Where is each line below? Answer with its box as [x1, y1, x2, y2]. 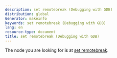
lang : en [5, 25, 23, 30]
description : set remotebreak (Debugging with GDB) [5, 7, 113, 12]
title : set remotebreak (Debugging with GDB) [5, 34, 99, 39]
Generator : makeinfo [5, 16, 47, 21]
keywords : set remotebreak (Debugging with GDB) [5, 20, 106, 26]
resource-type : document [5, 29, 56, 34]
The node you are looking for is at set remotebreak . [5, 47, 109, 53]
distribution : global [5, 12, 49, 16]
